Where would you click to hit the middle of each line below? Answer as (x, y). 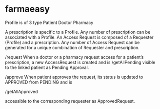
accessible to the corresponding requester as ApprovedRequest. (70, 101)
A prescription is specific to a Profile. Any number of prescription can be (78, 32)
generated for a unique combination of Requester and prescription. (72, 47)
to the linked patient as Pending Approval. (47, 67)
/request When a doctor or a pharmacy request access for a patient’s (74, 57)
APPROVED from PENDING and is (39, 82)
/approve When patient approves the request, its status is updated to (74, 77)
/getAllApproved (21, 91)
